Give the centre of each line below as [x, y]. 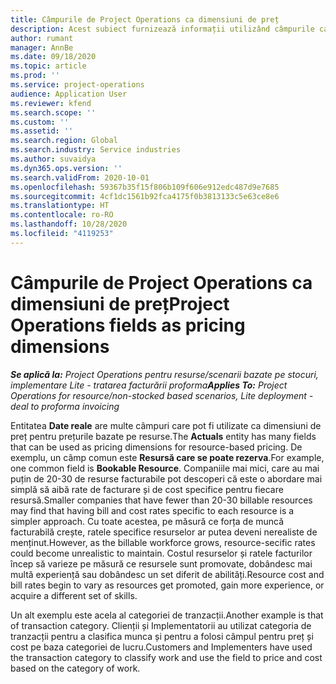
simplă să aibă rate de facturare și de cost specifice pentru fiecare [147, 489]
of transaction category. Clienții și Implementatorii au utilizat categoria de [161, 625]
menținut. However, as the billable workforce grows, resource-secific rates [163, 542]
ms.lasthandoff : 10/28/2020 [69, 224]
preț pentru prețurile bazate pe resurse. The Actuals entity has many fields [163, 436]
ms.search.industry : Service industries [96, 150]
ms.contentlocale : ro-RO [62, 215]
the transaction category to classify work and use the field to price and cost [166, 657]
